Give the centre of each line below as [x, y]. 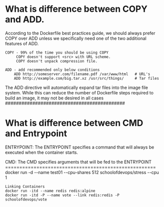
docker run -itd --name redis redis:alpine [50, 191]
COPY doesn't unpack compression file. [57, 61]
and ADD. [25, 19]
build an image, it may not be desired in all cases [55, 98]
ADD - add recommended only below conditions [52, 70]
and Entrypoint [36, 133]
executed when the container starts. [42, 152]
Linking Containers [25, 186]
